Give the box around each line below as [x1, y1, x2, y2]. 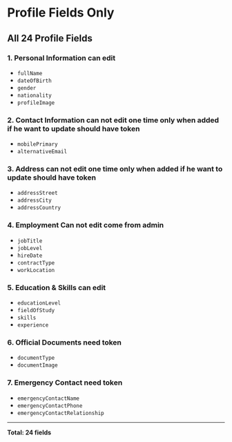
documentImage [17, 362, 58, 369]
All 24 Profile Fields [7, 32, 93, 44]
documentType [17, 354, 55, 362]
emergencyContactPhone [17, 402, 83, 409]
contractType [17, 259, 55, 267]
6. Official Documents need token [7, 337, 122, 347]
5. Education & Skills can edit [7, 282, 106, 292]
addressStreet [17, 190, 58, 197]
